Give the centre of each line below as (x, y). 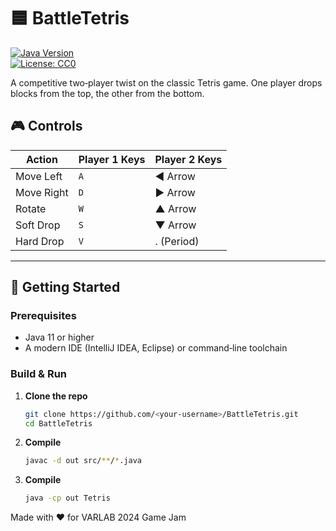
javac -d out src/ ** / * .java (83, 461)
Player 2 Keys (188, 159)
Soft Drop (38, 225)
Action (41, 159)
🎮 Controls (46, 126)
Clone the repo (56, 396)
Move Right (42, 192)
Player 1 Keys (112, 159)
